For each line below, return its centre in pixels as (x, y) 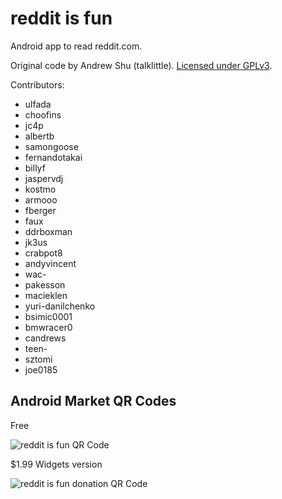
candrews (45, 338)
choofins (43, 114)
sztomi (38, 359)
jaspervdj (44, 178)
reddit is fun (61, 18)
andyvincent (50, 263)
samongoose (51, 146)
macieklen (46, 295)
